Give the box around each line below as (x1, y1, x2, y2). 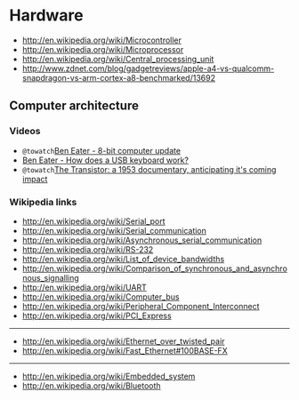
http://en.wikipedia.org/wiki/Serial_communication (21, 225, 207, 236)
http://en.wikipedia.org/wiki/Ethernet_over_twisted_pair (21, 335, 225, 347)
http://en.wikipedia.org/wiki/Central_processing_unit (21, 53, 214, 64)
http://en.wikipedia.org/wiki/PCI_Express (21, 310, 172, 321)
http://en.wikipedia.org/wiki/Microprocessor (21, 44, 184, 54)
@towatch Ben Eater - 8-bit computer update (21, 145, 181, 156)
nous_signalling (21, 272, 80, 283)
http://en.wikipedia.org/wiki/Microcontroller (21, 35, 182, 45)
